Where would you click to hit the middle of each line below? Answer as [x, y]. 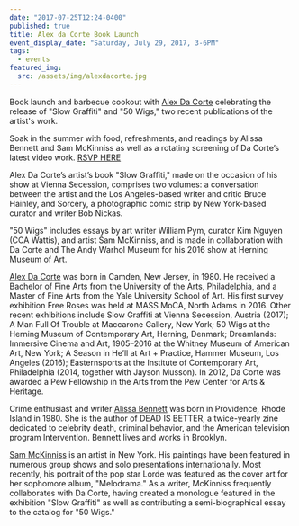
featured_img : [36, 68]
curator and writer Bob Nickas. [66, 213]
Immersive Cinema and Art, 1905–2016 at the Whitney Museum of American [149, 343]
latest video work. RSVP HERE [65, 157]
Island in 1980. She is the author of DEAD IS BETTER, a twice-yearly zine [144, 418]
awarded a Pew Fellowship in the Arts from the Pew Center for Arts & [137, 381]
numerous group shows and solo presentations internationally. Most [136, 464]
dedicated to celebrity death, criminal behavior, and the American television [149, 427]
